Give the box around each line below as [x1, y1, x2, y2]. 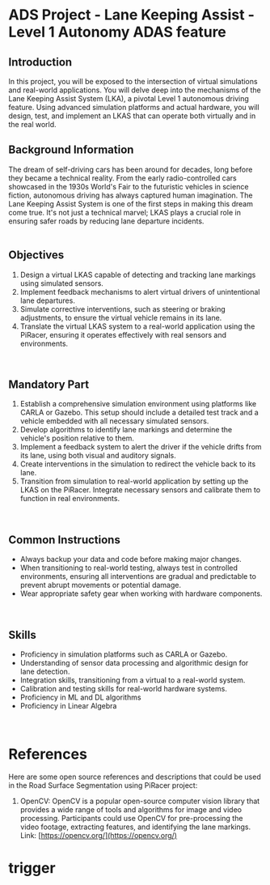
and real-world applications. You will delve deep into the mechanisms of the [8, 85, 261, 95]
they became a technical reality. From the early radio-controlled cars [8, 172, 237, 183]
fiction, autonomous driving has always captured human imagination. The [8, 190, 253, 200]
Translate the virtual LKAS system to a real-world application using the [19, 321, 255, 331]
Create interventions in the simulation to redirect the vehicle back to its [19, 459, 256, 469]
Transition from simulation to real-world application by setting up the [19, 476, 249, 487]
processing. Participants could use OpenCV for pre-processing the [19, 814, 243, 823]
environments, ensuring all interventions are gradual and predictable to [19, 572, 257, 581]
